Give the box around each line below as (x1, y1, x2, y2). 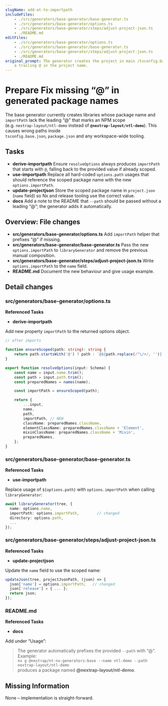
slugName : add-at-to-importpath (5, 7, 72, 12)
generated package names (5, 95, 119, 106)
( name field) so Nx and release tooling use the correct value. (12, 192, 135, 198)
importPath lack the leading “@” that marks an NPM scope (5, 117, 125, 123)
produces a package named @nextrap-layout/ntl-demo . (17, 667, 135, 673)
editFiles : (5, 35, 28, 40)
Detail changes (5, 283, 53, 291)
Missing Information (5, 681, 69, 690)
